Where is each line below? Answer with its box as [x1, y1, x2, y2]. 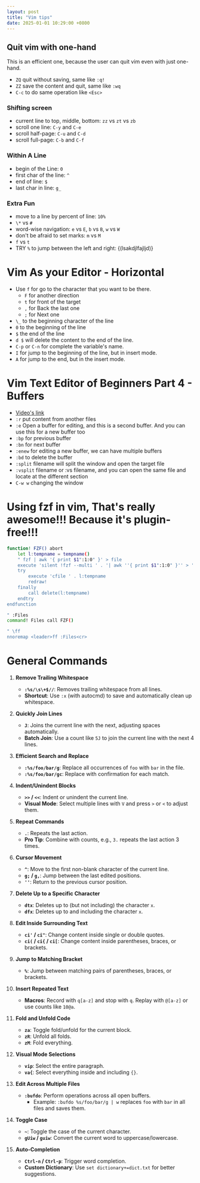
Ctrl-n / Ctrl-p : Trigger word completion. [24, 1157, 127, 1164]
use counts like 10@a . [24, 1003, 76, 1010]
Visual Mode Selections [15, 1050, 76, 1058]
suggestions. [24, 1170, 57, 1177]
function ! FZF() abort [7, 545, 63, 552]
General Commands [7, 654, 108, 668]
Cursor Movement [15, 854, 62, 861]
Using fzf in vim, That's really [7, 500, 156, 514]
